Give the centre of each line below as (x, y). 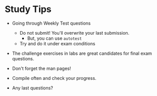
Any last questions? (33, 88)
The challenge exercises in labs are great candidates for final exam (82, 53)
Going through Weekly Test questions (51, 23)
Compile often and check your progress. (54, 78)
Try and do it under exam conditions (57, 43)
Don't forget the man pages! (42, 68)
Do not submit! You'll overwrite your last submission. (74, 33)
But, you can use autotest (54, 38)
